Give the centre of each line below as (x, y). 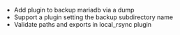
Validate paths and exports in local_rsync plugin (83, 24)
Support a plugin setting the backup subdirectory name (93, 17)
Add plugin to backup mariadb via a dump (74, 10)
